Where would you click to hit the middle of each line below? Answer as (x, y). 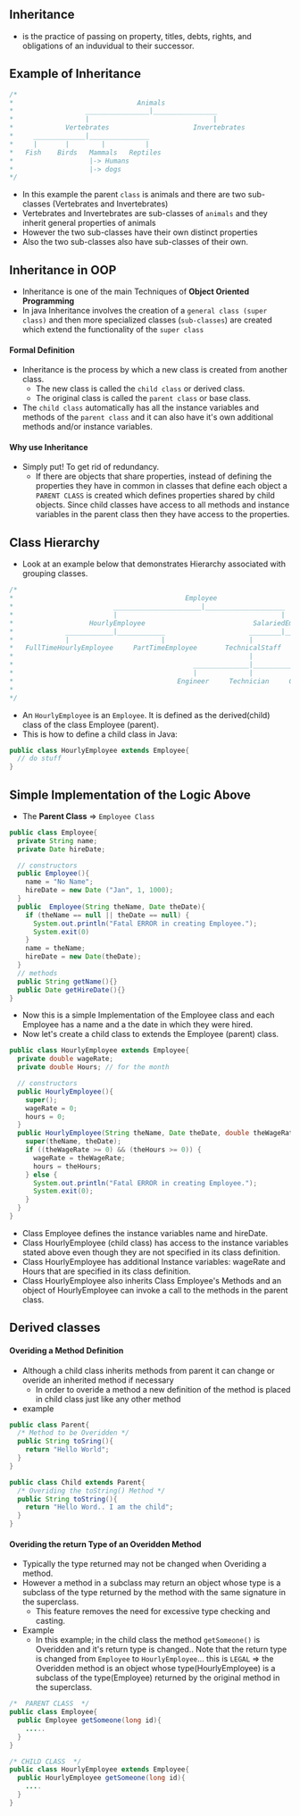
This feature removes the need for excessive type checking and (153, 1611)
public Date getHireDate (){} (71, 990)
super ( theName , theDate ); (74, 1142)
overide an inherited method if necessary (98, 1380)
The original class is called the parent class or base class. (143, 398)
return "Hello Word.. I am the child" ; (100, 1507)
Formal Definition (42, 350)
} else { (42, 1175)
